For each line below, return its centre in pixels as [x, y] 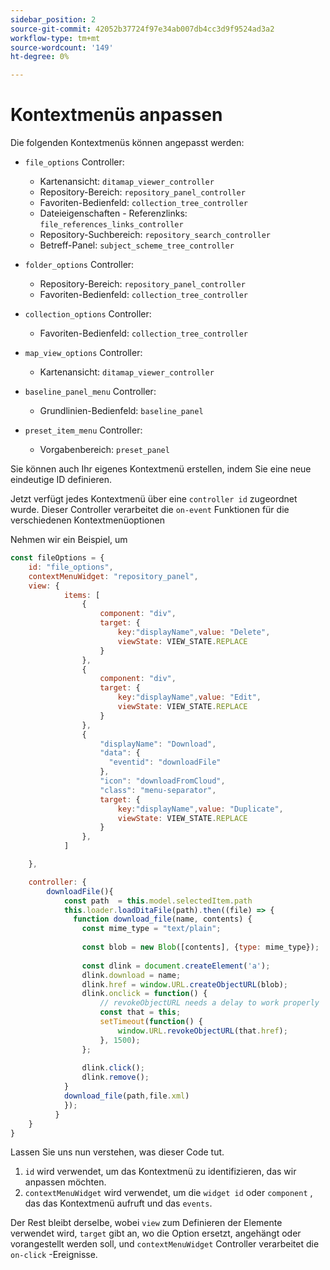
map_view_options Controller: [83, 353]
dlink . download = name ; [131, 975]
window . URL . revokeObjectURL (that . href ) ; [202, 1031]
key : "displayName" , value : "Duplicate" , [200, 809]
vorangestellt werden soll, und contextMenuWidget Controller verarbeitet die [165, 1244]
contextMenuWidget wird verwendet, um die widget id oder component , [168, 1193]
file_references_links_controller [111, 225]
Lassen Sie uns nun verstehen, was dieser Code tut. [117, 1152]
